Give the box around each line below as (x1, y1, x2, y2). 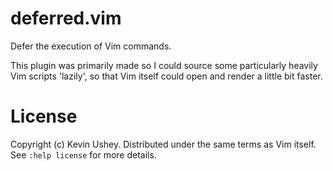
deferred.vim (10, 7, 122, 30)
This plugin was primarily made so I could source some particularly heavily (10, 59, 318, 71)
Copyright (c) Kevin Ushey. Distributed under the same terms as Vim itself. (10, 138, 317, 150)
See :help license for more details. (10, 148, 157, 161)
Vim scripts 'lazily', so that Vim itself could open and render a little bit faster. (10, 70, 323, 82)
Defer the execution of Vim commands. (10, 40, 172, 52)
